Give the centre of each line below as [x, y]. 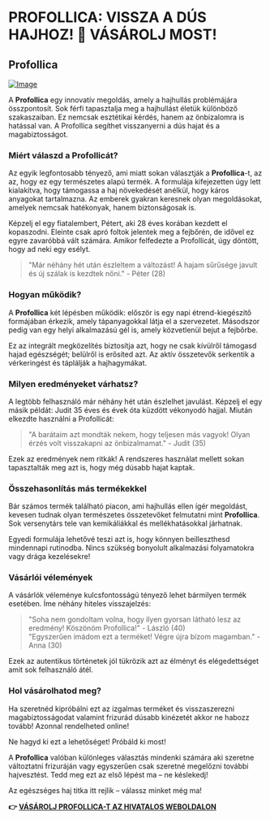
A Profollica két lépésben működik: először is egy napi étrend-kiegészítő [130, 312]
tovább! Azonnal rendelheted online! [69, 726]
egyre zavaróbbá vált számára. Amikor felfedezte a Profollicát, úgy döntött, [134, 240]
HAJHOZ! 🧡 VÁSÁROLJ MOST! [113, 35]
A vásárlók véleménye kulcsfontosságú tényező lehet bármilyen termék [128, 595]
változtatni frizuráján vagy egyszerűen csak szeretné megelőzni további [129, 766]
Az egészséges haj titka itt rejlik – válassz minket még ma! [105, 790]
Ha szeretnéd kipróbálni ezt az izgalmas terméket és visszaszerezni [122, 708]
